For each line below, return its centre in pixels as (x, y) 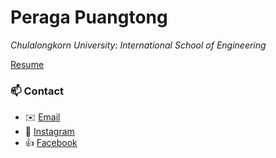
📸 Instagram (49, 132)
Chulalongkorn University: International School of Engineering (138, 45)
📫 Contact (37, 91)
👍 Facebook (51, 143)
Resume (27, 64)
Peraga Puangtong (89, 17)
